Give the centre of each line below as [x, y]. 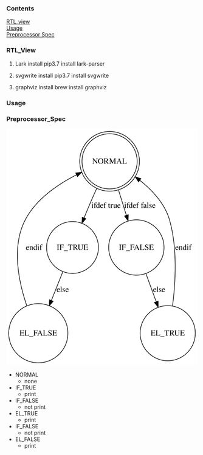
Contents [20, 9]
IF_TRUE [26, 388]
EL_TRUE [26, 413]
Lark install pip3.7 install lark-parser [60, 63]
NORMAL [27, 374]
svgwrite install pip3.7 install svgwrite [62, 75]
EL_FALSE [28, 439]
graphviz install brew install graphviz [61, 87]
